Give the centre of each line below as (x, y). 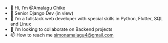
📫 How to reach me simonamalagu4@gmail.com (62, 35)
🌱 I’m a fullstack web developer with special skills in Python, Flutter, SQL (86, 18)
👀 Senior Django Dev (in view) (42, 13)
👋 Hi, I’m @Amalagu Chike (38, 8)
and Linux (20, 24)
